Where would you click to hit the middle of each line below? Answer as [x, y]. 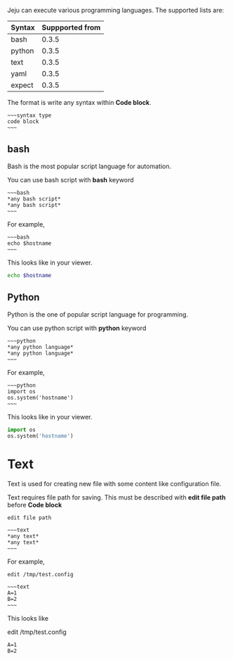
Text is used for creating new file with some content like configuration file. [114, 484]
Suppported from [71, 27]
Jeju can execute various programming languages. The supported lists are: [116, 10]
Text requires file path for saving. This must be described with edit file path [116, 497]
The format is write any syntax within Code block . [79, 102]
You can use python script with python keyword [77, 328]
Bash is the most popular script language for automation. [89, 166]
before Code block [35, 505]
